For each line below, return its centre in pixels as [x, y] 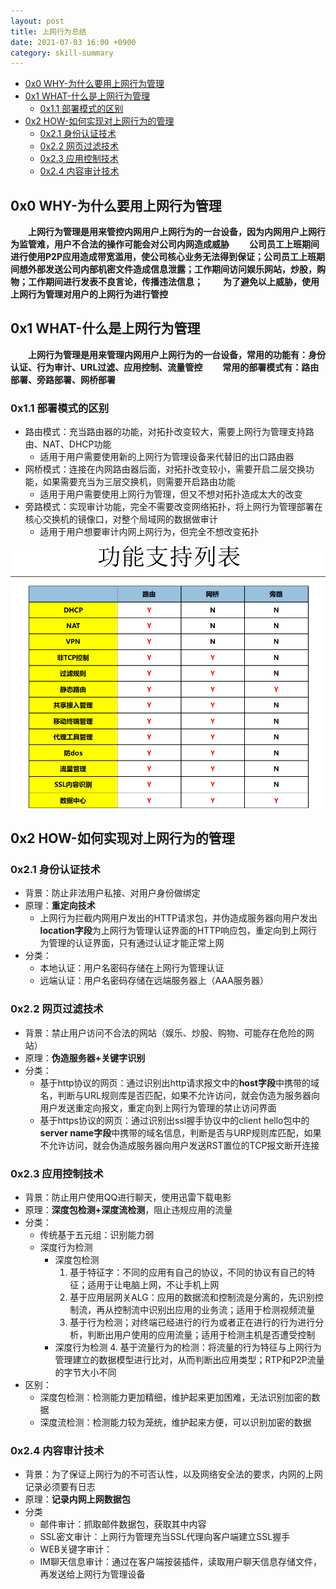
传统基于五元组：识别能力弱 [97, 1235]
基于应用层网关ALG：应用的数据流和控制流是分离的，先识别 [192, 1297]
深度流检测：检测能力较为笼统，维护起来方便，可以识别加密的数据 [175, 1422]
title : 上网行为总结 [48, 31]
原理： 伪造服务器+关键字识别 [85, 1057]
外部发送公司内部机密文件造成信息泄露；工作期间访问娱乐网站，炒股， [172, 269]
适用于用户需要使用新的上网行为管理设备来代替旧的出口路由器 [167, 457]
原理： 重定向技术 [60, 906]
